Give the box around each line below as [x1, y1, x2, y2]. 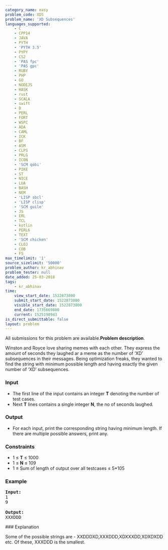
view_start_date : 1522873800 [14, 293, 75, 298]
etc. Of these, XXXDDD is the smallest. [5, 539, 86, 545]
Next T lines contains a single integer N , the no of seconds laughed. [12, 401, 153, 407]
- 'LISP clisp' [14, 200, 46, 205]
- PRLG [14, 153, 28, 158]
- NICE [14, 176, 28, 181]
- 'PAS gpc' [14, 64, 39, 69]
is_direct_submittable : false [5, 317, 69, 322]
